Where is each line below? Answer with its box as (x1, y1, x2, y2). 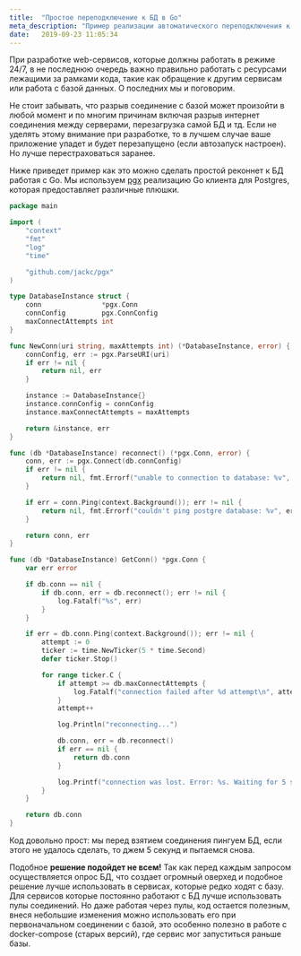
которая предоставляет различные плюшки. (9, 185, 180, 196)
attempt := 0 (41, 638, 90, 647)
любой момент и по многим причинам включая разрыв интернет (9, 109, 260, 121)
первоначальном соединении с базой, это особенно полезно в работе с (9, 919, 288, 929)
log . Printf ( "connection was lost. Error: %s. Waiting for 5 (56, 778, 287, 787)
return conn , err (25, 531, 90, 540)
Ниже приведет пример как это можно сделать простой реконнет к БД (9, 165, 284, 176)
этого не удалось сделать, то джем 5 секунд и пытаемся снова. (9, 845, 255, 855)
